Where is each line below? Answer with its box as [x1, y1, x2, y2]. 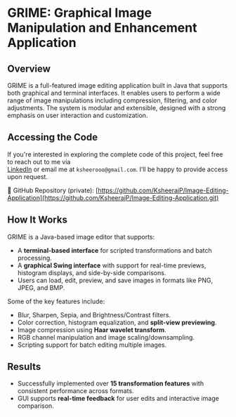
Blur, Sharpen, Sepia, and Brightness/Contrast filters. [17, 310, 171, 319]
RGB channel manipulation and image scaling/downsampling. [17, 333, 195, 341]
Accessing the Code [7, 131, 98, 143]
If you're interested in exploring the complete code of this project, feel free [7, 150, 223, 159]
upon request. [7, 172, 48, 180]
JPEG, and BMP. [17, 283, 65, 292]
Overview [7, 62, 51, 74]
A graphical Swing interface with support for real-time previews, [17, 261, 206, 270]
